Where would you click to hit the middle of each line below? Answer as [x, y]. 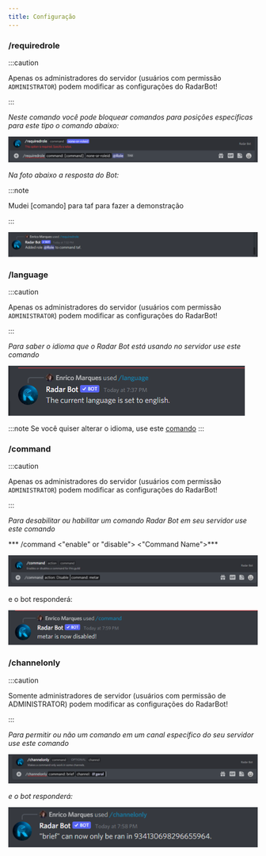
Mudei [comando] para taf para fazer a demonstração [96, 205]
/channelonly [34, 663]
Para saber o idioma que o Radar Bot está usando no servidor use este [125, 346]
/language [28, 275]
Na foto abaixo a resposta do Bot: [64, 175]
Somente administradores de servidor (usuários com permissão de [117, 695]
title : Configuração [42, 17]
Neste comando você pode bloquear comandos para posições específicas [131, 117]
